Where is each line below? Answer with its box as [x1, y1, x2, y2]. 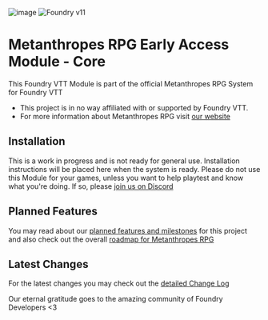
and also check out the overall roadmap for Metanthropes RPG [8, 234, 214, 244]
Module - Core [8, 53, 106, 71]
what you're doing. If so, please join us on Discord [8, 181, 174, 191]
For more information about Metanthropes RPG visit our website [19, 111, 230, 121]
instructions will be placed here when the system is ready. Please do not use [8, 164, 261, 174]
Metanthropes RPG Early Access [8, 36, 230, 54]
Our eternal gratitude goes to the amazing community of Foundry [8, 294, 223, 304]
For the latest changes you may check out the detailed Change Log [8, 278, 230, 288]
